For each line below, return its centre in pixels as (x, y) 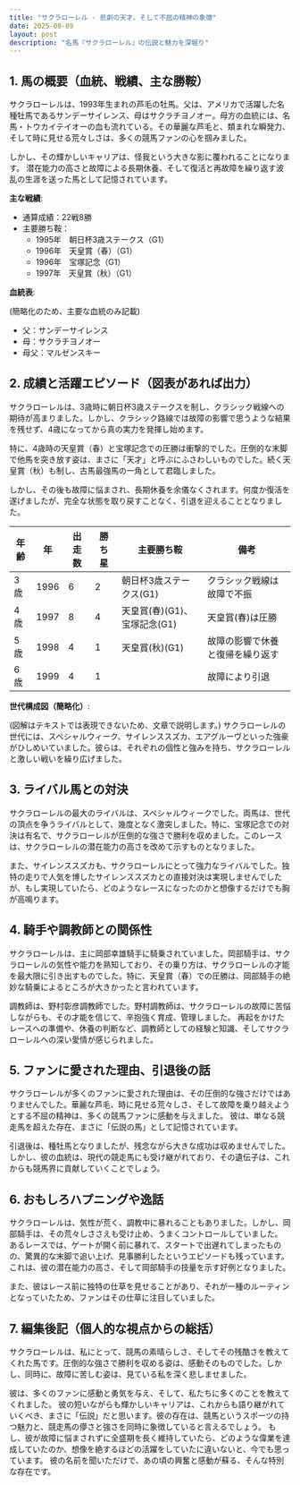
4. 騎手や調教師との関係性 (81, 930)
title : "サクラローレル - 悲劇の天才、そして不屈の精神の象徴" (113, 17)
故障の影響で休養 (243, 641)
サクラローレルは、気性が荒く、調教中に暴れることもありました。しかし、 (146, 1223)
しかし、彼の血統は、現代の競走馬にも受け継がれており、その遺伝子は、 (142, 1157)
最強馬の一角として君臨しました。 (158, 470)
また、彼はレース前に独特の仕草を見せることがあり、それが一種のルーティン (150, 1286)
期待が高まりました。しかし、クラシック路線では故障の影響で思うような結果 (150, 418)
